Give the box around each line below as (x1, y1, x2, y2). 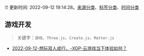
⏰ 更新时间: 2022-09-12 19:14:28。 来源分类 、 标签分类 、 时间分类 (5, 4, 139, 10)
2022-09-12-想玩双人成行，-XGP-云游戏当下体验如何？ (12, 45, 127, 51)
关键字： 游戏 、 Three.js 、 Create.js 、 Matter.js (17, 34, 114, 40)
